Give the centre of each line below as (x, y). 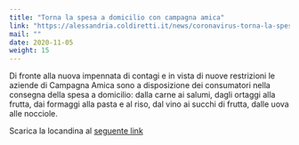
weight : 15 (29, 51)
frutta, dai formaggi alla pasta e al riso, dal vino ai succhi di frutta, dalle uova (149, 104)
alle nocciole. (33, 114)
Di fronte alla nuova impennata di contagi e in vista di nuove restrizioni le (142, 76)
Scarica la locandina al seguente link (77, 131)
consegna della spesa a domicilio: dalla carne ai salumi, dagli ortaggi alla (142, 95)
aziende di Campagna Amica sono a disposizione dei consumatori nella (140, 85)
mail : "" (25, 34)
